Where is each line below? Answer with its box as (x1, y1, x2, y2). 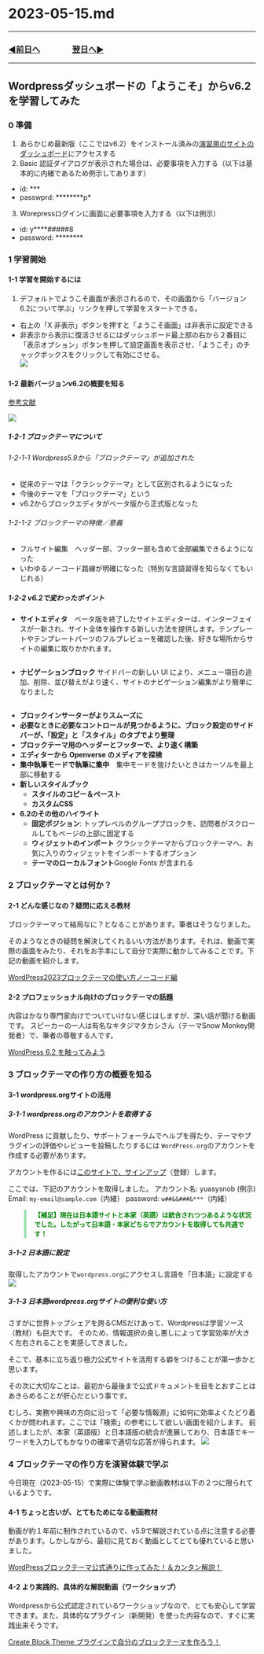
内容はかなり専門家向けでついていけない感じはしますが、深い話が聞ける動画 (8, 1011, 256, 1021)
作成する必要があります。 (8, 1150, 90, 1160)
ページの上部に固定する (58, 829, 135, 838)
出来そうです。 (14, 1621, 63, 1630)
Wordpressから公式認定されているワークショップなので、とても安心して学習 (8, 1601, 256, 1611)
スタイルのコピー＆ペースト (31, 790, 121, 798)
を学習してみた (8, 94, 81, 107)
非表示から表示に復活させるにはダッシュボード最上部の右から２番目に (19, 330, 247, 340)
